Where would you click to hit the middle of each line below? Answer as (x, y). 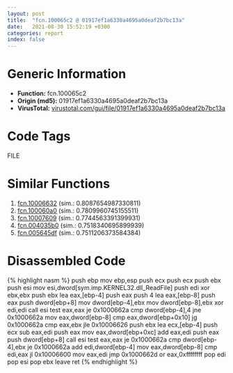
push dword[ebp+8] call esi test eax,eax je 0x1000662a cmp (94, 340)
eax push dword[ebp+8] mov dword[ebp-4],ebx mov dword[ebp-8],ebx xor (115, 302)
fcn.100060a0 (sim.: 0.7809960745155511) (78, 211)
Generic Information (67, 74)
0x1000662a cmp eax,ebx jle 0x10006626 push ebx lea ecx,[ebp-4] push (112, 324)
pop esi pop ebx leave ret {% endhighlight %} (72, 361)
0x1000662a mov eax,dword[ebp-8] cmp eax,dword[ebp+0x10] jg (102, 317)
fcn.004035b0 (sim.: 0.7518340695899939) (81, 225)
